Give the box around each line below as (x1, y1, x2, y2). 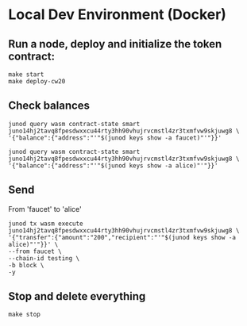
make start (8, 71, 44, 79)
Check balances (8, 99, 90, 113)
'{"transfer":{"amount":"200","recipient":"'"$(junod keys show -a (8, 233, 237, 241)
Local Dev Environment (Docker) (8, 6, 226, 24)
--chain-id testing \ (8, 254, 80, 263)
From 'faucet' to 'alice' (8, 204, 82, 213)
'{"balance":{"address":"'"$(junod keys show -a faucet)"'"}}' (8, 133, 222, 142)
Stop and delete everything (8, 290, 146, 303)
